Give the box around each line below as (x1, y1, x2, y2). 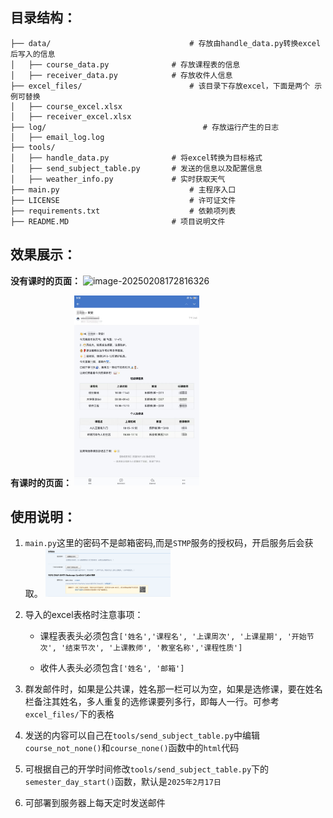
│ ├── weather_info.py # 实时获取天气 (10, 174, 226, 184)
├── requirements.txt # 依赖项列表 (10, 206, 237, 216)
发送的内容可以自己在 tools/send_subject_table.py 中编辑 (24, 729, 261, 742)
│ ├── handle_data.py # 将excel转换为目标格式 (10, 153, 263, 163)
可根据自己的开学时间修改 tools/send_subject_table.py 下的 (24, 763, 270, 775)
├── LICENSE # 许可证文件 (10, 195, 237, 205)
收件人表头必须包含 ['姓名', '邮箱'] (39, 662, 185, 674)
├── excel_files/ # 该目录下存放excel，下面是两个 (10, 81, 311, 91)
